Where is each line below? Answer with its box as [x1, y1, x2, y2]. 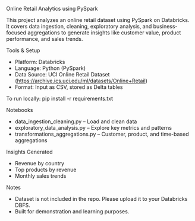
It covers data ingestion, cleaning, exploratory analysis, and [6, 23, 152, 30]
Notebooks [6, 107, 33, 113]
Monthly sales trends [14, 172, 67, 180]
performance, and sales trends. [6, 36, 83, 42]
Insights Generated [6, 148, 53, 155]
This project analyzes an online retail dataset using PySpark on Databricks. [6, 17, 190, 23]
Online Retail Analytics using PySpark [6, 5, 98, 12]
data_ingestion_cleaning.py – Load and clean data [14, 118, 137, 125]
